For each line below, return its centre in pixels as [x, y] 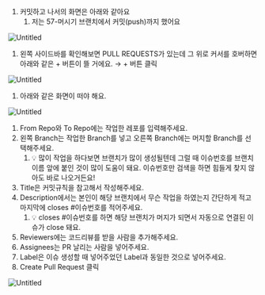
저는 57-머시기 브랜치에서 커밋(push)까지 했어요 [106, 21]
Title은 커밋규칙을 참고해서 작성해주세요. [82, 188]
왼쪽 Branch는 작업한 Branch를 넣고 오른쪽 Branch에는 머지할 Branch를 [131, 138]
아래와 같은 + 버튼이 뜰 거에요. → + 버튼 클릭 [89, 63]
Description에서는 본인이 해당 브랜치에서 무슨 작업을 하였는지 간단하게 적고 [135, 197]
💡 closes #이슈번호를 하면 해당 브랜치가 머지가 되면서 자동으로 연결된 [138, 217]
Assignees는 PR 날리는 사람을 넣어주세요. [84, 247]
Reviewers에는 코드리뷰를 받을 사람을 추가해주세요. [99, 237]
